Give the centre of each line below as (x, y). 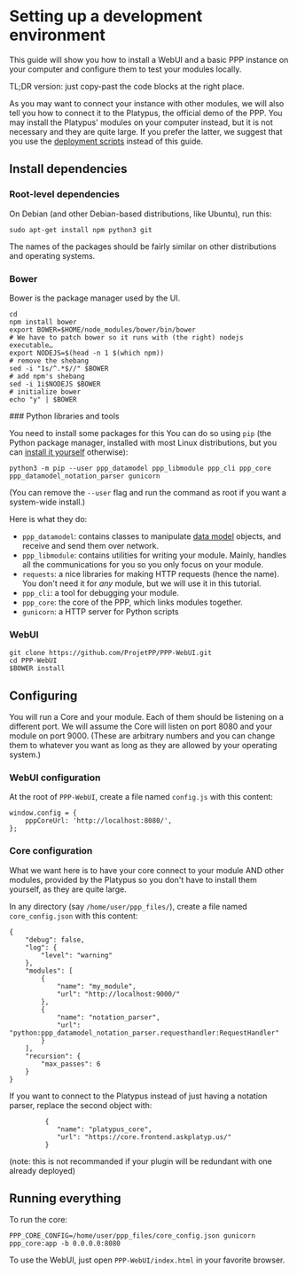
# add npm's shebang (47, 376)
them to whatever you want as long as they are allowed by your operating (143, 746)
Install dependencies (68, 169)
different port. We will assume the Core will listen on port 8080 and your (141, 727)
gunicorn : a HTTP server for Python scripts (100, 611)
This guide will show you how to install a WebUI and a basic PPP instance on (149, 59)
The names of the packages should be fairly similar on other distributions (143, 246)
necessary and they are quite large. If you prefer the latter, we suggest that (146, 131)
